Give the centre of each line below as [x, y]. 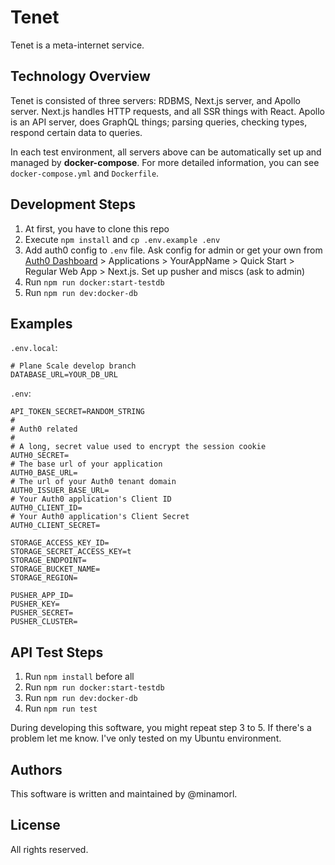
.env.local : [34, 348]
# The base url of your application [86, 464]
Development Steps [73, 204]
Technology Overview [80, 76]
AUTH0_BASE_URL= [44, 473]
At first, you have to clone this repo [97, 228]
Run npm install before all [79, 677]
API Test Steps [57, 652]
